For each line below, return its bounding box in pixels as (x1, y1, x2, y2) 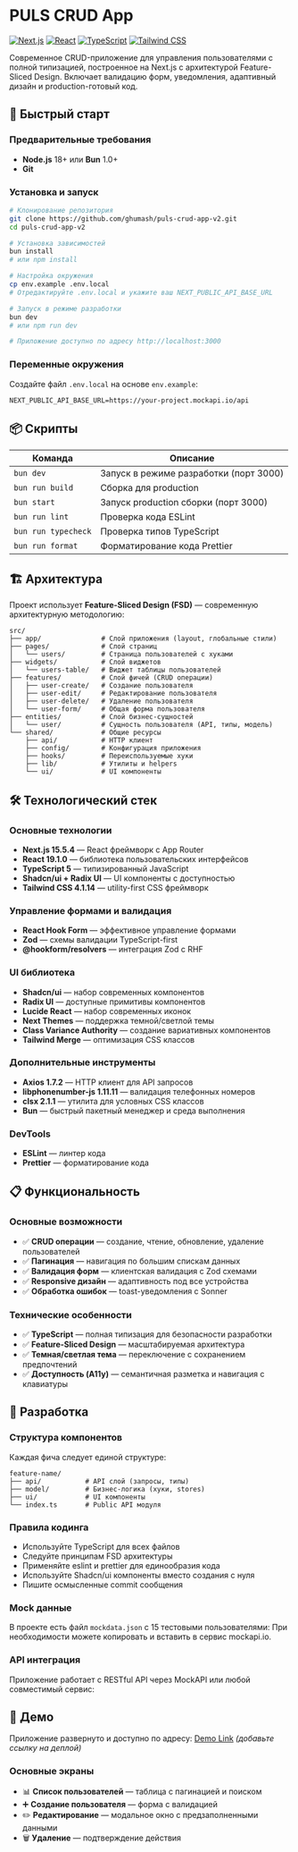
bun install (9, 247, 54, 256)
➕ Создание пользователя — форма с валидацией (21, 1798, 219, 1809)
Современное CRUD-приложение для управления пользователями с (9, 52, 274, 63)
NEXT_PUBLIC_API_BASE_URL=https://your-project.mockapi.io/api (9, 395, 250, 405)
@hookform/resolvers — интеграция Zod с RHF (21, 944, 203, 955)
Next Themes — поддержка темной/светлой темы (21, 1015, 215, 1026)
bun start (13, 497, 55, 508)
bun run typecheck (13, 527, 92, 537)
